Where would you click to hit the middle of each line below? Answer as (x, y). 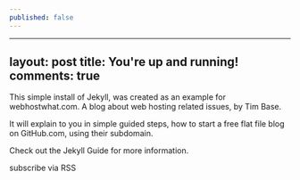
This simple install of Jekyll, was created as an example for (117, 97)
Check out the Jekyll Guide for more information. (99, 151)
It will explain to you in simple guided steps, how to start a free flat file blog (147, 124)
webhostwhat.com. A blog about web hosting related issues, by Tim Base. (146, 107)
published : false (42, 17)
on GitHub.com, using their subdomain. (81, 134)
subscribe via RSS (43, 168)
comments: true (55, 76)
